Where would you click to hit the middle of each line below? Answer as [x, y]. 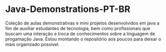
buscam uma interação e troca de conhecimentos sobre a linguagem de [80, 33]
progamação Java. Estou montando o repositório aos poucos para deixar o [83, 39]
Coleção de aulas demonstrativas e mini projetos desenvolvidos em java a [82, 23]
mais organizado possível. [32, 44]
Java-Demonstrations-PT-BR [68, 9]
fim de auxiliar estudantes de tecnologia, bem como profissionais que [78, 28]
